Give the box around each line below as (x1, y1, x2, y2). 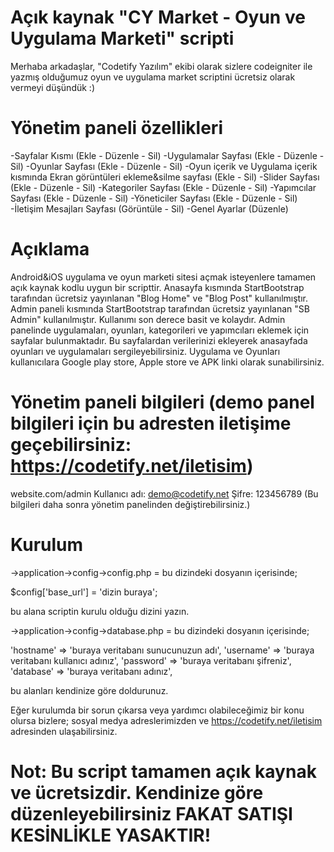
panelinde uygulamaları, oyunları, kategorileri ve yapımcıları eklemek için (10, 324, 310, 336)
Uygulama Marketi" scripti (10, 27, 235, 50)
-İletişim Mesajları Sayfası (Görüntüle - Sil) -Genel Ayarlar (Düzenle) (10, 202, 289, 215)
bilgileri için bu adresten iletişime (10, 412, 292, 435)
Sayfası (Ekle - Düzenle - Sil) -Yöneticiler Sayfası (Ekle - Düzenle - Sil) (10, 192, 298, 204)
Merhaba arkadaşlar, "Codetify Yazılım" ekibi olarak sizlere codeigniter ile (10, 60, 313, 72)
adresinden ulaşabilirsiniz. (10, 725, 118, 737)
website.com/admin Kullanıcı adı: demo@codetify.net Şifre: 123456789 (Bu (10, 487, 319, 500)
